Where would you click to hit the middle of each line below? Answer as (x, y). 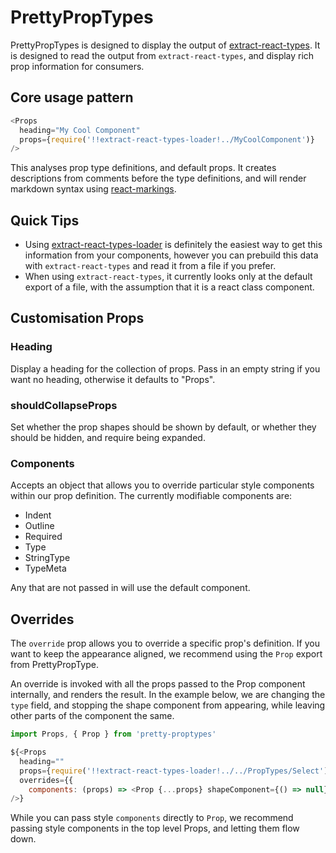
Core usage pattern (72, 97)
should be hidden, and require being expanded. (108, 438)
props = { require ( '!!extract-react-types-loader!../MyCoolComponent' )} (167, 139)
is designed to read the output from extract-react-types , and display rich (162, 55)
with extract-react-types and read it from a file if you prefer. (150, 266)
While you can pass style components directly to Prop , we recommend (152, 818)
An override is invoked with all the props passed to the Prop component (158, 684)
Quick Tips (45, 220)
